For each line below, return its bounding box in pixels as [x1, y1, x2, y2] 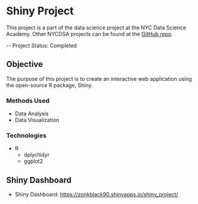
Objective [6, 59, 44, 69]
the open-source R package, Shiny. [6, 81, 93, 89]
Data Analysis [14, 110, 49, 117]
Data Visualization [14, 117, 60, 124]
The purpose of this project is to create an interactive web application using [6, 75, 192, 82]
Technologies [6, 131, 47, 139]
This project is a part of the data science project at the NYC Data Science [6, 24, 187, 31]
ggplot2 [23, 157, 44, 165]
